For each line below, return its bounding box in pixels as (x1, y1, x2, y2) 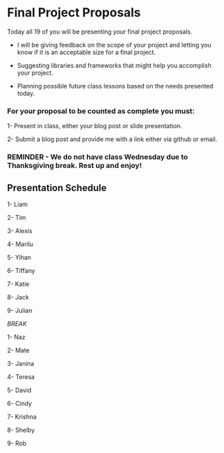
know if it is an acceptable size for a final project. (16, 48, 156, 56)
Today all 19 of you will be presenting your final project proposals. (7, 27, 193, 36)
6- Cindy (7, 399, 32, 407)
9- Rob (7, 439, 27, 447)
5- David (7, 386, 32, 394)
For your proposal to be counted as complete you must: (7, 106, 195, 116)
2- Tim (7, 213, 26, 221)
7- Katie (7, 280, 29, 288)
